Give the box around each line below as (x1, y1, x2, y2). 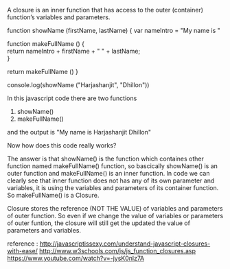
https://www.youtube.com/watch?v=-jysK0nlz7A (7, 254, 145, 262)
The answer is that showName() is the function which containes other (7, 154, 205, 163)
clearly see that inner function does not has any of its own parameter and (7, 176, 215, 185)
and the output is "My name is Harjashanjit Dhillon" (7, 128, 152, 136)
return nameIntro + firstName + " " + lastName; (7, 47, 141, 55)
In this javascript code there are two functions (7, 94, 137, 102)
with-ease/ (7, 247, 38, 255)
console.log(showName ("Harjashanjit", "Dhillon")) (7, 81, 150, 89)
